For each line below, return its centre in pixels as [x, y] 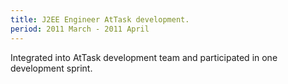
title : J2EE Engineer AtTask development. [100, 19]
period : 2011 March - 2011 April [80, 29]
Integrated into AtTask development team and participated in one [144, 57]
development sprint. [51, 68]
